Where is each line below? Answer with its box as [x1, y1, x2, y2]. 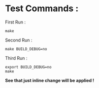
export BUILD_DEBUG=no [5, 65, 52, 69]
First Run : [5, 19, 26, 25]
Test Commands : [5, 3, 79, 14]
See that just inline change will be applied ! [5, 77, 95, 83]
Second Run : [5, 37, 33, 43]
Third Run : [5, 55, 28, 61]
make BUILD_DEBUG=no [5, 46, 48, 51]
